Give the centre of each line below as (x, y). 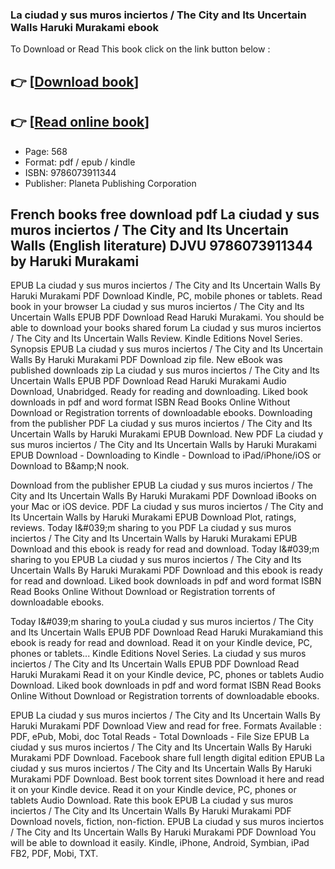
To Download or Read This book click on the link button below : (140, 49)
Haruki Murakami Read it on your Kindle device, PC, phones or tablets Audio (167, 675)
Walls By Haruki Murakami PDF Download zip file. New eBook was (146, 360)
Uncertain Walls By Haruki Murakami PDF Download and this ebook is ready (166, 570)
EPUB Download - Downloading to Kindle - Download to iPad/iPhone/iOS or (166, 455)
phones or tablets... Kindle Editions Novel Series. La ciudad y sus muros (158, 654)
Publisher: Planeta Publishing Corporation (110, 183)
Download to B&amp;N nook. (70, 466)
